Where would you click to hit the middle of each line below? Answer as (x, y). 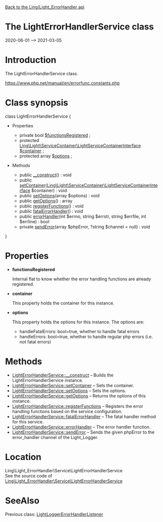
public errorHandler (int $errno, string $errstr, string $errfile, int (83, 216)
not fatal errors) (35, 342)
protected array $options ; (46, 156)
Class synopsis (37, 103)
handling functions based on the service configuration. (67, 411)
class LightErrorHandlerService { (38, 116)
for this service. (28, 421)
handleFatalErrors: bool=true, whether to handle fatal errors (79, 331)
